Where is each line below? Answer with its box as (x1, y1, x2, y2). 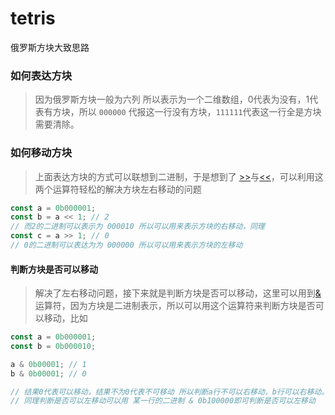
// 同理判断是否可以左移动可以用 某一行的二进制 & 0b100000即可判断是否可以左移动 (10, 396, 316, 406)
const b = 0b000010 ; (10, 341, 97, 351)
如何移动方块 (10, 146, 73, 160)
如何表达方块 (10, 68, 73, 82)
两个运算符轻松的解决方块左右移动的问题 (34, 183, 202, 195)
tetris (10, 7, 56, 30)
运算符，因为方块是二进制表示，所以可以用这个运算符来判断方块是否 (34, 300, 316, 312)
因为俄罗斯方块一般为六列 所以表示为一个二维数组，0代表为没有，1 (34, 93, 310, 106)
